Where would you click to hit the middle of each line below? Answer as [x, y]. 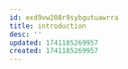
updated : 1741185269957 [54, 43]
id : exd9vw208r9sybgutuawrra [64, 17]
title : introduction [48, 26]
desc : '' [26, 34]
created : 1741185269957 [54, 51]
